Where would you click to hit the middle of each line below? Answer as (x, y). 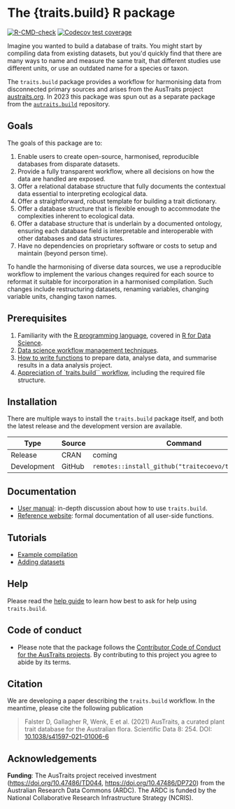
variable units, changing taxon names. (62, 296)
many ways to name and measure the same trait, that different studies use (114, 60)
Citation (25, 684)
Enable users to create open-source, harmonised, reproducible (108, 156)
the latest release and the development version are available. (95, 426)
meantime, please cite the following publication (75, 708)
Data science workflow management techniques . (88, 350)
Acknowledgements (52, 758)
